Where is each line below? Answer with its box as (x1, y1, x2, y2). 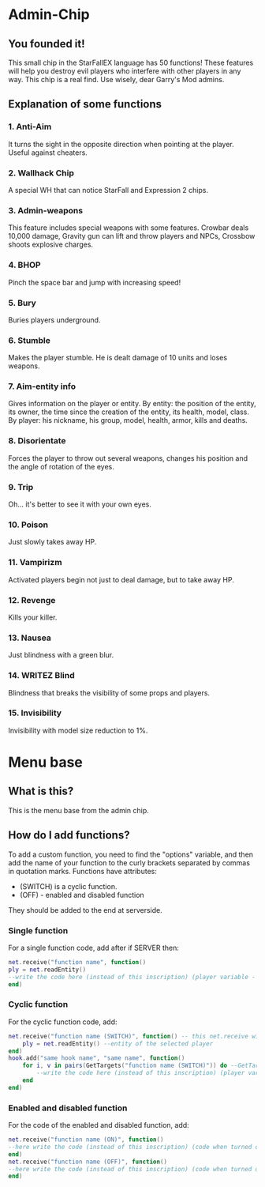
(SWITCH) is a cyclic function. (19, 881, 118, 891)
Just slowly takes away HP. (8, 537, 97, 547)
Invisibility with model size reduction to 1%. (8, 725, 148, 735)
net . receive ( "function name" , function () (8, 958, 147, 966)
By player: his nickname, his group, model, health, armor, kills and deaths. (8, 416, 248, 425)
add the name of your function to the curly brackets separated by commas (8, 857, 251, 867)
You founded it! (8, 37, 85, 51)
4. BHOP (8, 259, 41, 270)
